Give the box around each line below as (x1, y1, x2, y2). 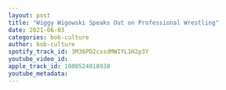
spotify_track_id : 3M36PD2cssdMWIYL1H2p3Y (8, 48, 149, 56)
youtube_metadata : (8, 70, 68, 77)
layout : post (8, 11, 51, 20)
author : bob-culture (8, 41, 76, 49)
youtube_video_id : (8, 56, 68, 63)
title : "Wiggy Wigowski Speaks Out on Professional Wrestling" (8, 19, 220, 27)
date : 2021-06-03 (8, 26, 65, 34)
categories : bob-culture (8, 33, 89, 41)
